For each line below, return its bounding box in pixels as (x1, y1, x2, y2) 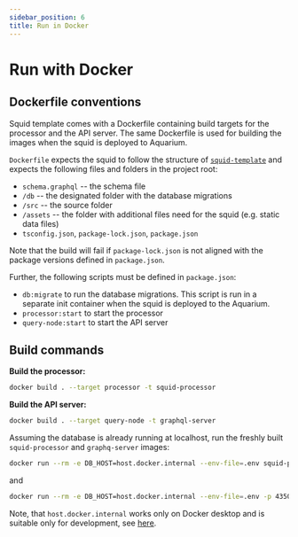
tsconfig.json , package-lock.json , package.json (21, 228, 199, 238)
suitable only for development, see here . (9, 518, 157, 528)
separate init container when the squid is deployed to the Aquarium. (21, 298, 271, 308)
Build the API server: (9, 400, 87, 410)
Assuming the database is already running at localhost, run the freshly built (9, 432, 284, 443)
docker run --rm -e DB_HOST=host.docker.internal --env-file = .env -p (9, 492, 272, 501)
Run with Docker (9, 59, 134, 80)
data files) (21, 218, 59, 229)
